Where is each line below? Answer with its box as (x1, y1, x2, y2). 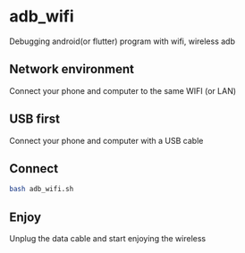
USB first (9, 112, 61, 127)
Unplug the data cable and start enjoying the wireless (9, 233, 207, 244)
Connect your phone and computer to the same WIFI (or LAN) (9, 85, 237, 96)
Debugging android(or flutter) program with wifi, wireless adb (9, 36, 235, 46)
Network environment (9, 62, 135, 77)
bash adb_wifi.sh (9, 185, 74, 194)
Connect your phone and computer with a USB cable (9, 135, 204, 146)
